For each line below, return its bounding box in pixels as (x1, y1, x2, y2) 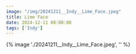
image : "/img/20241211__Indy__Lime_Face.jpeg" (6, 8, 121, 15)
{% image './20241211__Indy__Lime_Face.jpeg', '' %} (6, 41, 131, 48)
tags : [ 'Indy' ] (6, 25, 43, 31)
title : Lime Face (6, 14, 48, 20)
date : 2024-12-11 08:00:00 (6, 19, 72, 25)
